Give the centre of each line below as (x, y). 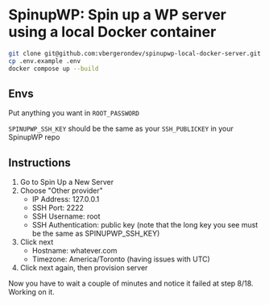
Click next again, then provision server (84, 268)
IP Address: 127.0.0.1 (66, 199)
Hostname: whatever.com (74, 251)
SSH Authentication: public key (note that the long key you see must (145, 225)
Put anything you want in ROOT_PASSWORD (74, 113)
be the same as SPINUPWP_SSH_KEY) (96, 234)
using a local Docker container (112, 32)
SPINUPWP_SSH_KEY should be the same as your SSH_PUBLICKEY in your (121, 129)
